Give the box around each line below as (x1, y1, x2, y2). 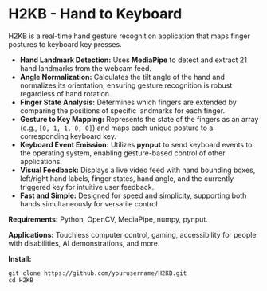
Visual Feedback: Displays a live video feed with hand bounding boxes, (19, 165, 256, 175)
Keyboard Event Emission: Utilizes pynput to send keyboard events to (19, 140, 253, 149)
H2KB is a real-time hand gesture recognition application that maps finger (8, 31, 251, 41)
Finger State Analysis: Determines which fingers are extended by (19, 97, 237, 107)
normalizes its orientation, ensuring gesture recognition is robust (19, 81, 233, 90)
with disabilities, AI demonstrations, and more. (8, 238, 160, 248)
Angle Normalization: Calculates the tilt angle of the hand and (19, 72, 226, 81)
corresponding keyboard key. (19, 131, 117, 140)
